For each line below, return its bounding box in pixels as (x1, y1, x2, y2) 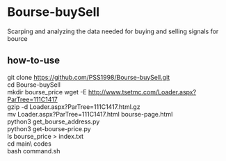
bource (7, 34, 28, 42)
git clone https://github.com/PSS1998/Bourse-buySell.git (7, 73, 170, 81)
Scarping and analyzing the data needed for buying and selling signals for (7, 27, 219, 35)
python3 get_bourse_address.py (7, 117, 100, 126)
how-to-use (7, 55, 60, 67)
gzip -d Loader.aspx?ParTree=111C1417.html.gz (7, 102, 140, 111)
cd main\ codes (7, 139, 52, 148)
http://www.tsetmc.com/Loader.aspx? (88, 87, 197, 96)
